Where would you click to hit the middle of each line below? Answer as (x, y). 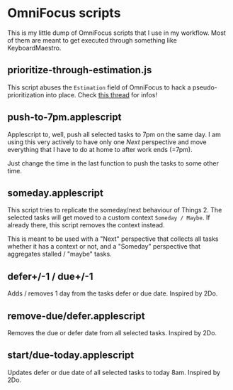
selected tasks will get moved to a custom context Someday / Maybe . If (109, 217)
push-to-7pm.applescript (64, 118)
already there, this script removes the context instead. (86, 225)
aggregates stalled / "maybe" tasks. (59, 254)
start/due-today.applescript (71, 356)
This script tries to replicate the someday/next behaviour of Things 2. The (115, 210)
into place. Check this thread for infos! (102, 94)
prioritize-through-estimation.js (80, 70)
